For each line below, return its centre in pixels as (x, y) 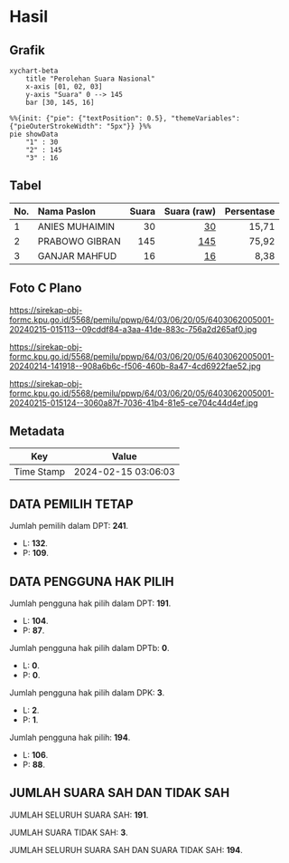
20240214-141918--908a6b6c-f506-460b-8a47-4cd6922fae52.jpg (135, 366)
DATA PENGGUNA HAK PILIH (92, 581)
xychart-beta (34, 71)
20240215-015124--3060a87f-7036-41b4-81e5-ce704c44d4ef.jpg (134, 403)
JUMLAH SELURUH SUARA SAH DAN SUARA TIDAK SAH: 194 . (126, 849)
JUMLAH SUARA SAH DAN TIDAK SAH (120, 793)
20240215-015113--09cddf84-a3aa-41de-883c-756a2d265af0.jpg (133, 329)
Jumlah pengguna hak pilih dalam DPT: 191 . (90, 603)
